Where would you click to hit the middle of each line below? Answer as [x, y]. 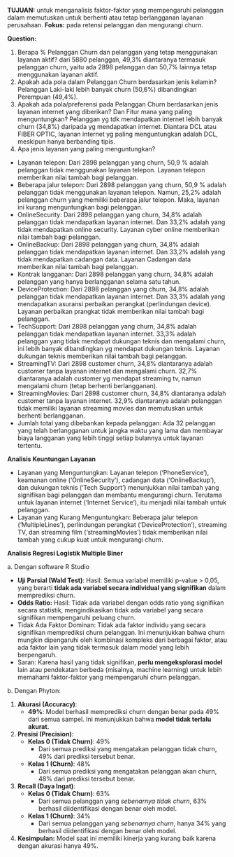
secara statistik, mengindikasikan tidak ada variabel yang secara [110, 610]
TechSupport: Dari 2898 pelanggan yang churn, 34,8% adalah [107, 326]
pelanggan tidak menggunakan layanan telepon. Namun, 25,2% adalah [119, 192]
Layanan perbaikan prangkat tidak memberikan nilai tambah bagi [111, 311]
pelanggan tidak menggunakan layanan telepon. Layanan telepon [111, 170]
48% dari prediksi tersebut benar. [87, 779]
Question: [22, 39]
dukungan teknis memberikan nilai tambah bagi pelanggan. [102, 356]
